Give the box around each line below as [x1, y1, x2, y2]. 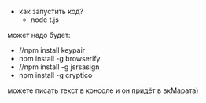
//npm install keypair [18, 46, 86, 54]
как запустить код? [18, 7, 84, 16]
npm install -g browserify [18, 54, 101, 63]
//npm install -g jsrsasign [18, 62, 100, 72]
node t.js [30, 15, 60, 24]
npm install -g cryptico [18, 71, 93, 79]
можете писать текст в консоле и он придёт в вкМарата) [7, 86, 199, 95]
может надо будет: [7, 31, 71, 39]
